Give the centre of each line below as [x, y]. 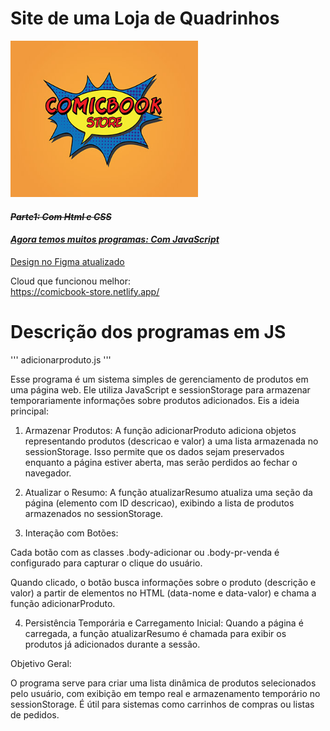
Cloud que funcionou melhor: [70, 281]
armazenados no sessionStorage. [94, 513]
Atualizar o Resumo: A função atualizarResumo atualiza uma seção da [168, 492]
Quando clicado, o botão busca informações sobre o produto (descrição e [163, 582]
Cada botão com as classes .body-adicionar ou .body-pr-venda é [145, 552]
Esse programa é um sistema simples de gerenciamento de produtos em [159, 379]
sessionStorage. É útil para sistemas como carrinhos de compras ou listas [162, 704]
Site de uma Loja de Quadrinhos [145, 18]
